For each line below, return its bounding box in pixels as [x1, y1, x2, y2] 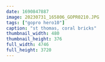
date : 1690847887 [6, 8, 49, 15]
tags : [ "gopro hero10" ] [6, 19, 65, 25]
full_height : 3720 [6, 47, 52, 53]
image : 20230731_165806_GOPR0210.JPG [6, 14, 100, 20]
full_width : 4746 [6, 42, 49, 48]
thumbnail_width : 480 [6, 31, 60, 37]
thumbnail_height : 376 [6, 36, 62, 42]
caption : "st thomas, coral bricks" [6, 25, 97, 31]
